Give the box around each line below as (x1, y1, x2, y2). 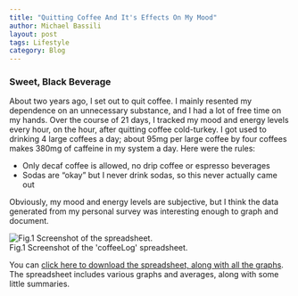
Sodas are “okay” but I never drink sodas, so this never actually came (21, 170, 278, 181)
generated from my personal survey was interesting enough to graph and (9, 206, 278, 217)
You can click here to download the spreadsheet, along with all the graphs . (9, 259, 284, 270)
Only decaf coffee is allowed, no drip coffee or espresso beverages (21, 160, 270, 171)
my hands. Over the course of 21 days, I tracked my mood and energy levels (9, 115, 289, 126)
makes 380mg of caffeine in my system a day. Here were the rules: (9, 144, 256, 154)
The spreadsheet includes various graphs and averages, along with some (9, 269, 279, 280)
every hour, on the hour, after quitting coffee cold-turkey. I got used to (9, 124, 268, 135)
